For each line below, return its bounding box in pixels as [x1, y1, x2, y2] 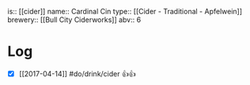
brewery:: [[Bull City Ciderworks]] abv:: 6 [7, 15, 142, 24]
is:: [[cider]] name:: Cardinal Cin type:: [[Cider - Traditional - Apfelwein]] [7, 7, 243, 16]
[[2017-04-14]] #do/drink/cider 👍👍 [18, 68, 136, 78]
